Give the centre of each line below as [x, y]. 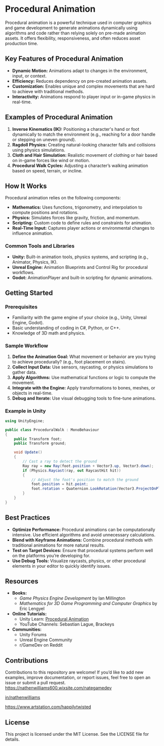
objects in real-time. [32, 393]
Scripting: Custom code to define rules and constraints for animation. [82, 223]
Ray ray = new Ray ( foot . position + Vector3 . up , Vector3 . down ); [88, 466]
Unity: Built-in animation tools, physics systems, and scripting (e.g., [80, 257]
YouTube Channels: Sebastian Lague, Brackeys [67, 624]
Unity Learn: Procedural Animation [54, 619]
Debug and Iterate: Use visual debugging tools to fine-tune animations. [84, 398]
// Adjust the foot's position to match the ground [85, 480]
